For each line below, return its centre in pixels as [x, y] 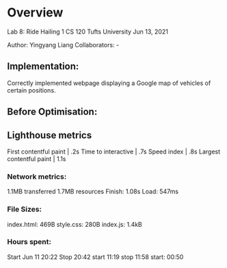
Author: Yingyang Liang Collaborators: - [63, 45]
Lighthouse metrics [50, 135]
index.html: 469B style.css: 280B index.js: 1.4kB [75, 224]
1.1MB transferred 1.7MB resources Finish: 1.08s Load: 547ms [93, 192]
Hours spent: [29, 242]
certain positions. [31, 90]
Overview [35, 13]
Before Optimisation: [52, 112]
